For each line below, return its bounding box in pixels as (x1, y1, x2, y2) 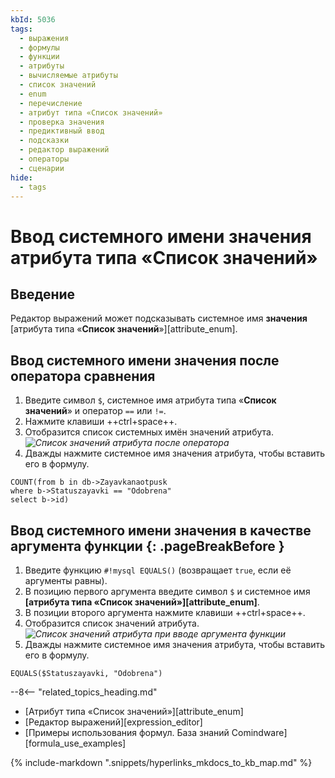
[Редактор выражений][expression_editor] (24, 716, 203, 728)
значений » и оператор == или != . (24, 405, 167, 417)
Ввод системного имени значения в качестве (10, 522, 312, 539)
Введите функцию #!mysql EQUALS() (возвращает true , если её (24, 564, 292, 576)
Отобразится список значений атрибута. (24, 617, 200, 629)
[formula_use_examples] (24, 737, 127, 749)
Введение (10, 286, 76, 303)
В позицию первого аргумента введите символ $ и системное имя (24, 586, 311, 597)
